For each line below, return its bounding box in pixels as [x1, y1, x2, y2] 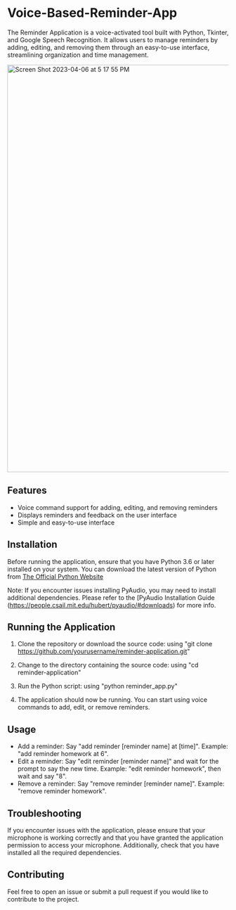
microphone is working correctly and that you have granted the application [7, 833, 223, 842]
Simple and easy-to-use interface [17, 518, 115, 527]
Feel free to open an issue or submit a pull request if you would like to [7, 887, 209, 896]
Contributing [7, 869, 65, 880]
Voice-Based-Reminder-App [7, 5, 178, 21]
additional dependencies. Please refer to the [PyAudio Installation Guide [7, 593, 216, 602]
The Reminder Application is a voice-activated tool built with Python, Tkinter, [7, 28, 229, 37]
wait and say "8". [17, 772, 67, 781]
